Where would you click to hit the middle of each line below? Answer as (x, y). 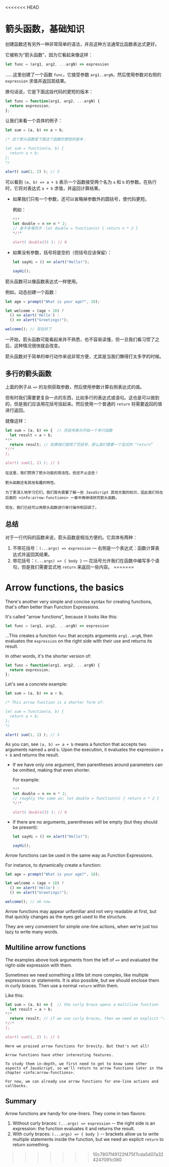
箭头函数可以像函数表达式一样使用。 (43, 281)
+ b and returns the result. (32, 755)
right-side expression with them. (39, 965)
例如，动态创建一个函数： (32, 292)
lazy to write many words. (32, 932)
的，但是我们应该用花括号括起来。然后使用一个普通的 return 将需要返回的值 (84, 404)
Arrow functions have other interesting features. (59, 1055)
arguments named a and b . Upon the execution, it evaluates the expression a (84, 749)
